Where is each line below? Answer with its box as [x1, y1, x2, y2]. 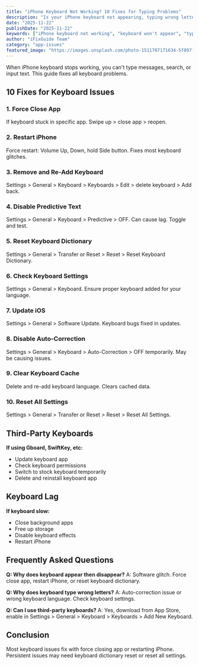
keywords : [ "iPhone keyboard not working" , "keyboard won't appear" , [6, 31, 182, 37]
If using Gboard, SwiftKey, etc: [6, 444, 83, 451]
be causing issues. [6, 354, 52, 362]
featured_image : [6, 47, 46, 53]
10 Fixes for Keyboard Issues [6, 87, 115, 97]
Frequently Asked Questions [6, 555, 114, 565]
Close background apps [14, 519, 73, 526]
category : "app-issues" [6, 42, 65, 48]
